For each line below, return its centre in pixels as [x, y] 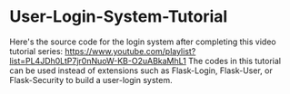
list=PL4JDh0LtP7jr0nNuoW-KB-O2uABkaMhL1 [98, 61]
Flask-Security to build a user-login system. [91, 80]
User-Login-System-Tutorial [119, 17]
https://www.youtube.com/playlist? [130, 51]
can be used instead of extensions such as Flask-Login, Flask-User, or [141, 70]
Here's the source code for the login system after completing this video [143, 42]
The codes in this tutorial [235, 61]
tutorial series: [36, 51]
